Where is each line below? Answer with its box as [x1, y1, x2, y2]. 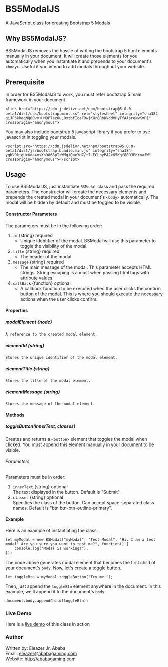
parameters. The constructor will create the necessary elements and [5, 189, 147, 195]
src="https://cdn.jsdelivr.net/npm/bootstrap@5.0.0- [23, 144, 136, 149]
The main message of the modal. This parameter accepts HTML [20, 264, 152, 270]
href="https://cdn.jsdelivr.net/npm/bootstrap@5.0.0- [18, 106, 134, 112]
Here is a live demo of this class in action [5, 621, 90, 627]
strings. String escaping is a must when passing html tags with [20, 269, 149, 275]
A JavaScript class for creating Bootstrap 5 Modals [5, 20, 110, 26]
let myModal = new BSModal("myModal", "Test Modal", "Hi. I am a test [5, 537, 156, 542]
